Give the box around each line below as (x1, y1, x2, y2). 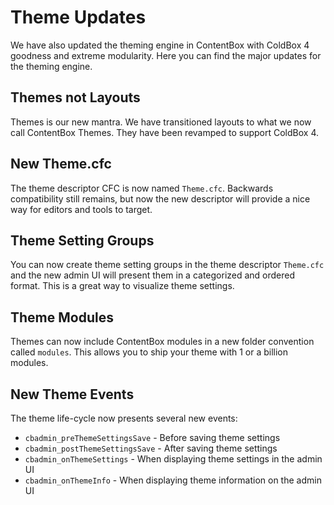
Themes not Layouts (10, 89, 141, 106)
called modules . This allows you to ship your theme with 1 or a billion (10, 346, 289, 358)
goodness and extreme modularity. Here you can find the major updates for (10, 49, 322, 61)
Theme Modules (10, 309, 114, 326)
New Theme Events (10, 386, 135, 403)
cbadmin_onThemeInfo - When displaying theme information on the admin (24, 474, 322, 486)
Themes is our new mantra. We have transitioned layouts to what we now (10, 116, 312, 128)
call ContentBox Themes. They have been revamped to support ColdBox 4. (10, 126, 319, 138)
